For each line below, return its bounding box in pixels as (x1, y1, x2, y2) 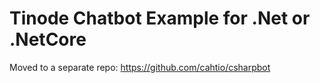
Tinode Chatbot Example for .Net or (9, 7, 311, 30)
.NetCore (9, 28, 87, 51)
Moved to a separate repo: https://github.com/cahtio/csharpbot (9, 61, 271, 73)
